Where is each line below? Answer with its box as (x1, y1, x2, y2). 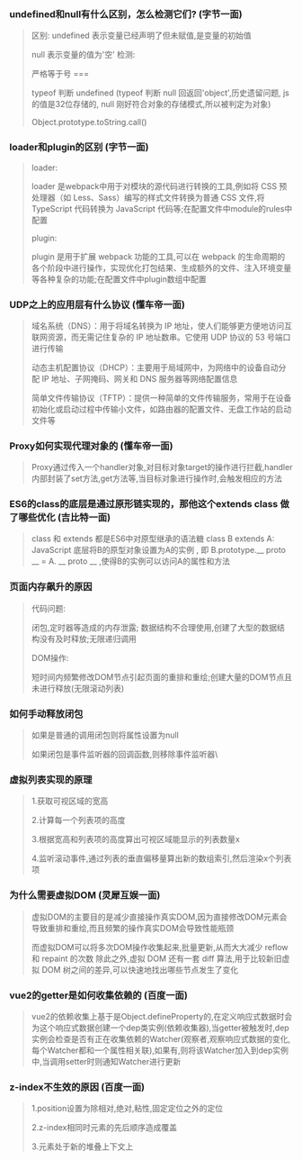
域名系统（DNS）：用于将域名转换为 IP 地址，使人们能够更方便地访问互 (31, 320, 293, 331)
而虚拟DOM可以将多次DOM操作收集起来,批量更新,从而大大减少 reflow (31, 941, 289, 952)
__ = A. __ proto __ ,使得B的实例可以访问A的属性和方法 (31, 556, 231, 566)
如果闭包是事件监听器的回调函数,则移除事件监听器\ (31, 749, 218, 760)
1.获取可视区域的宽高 (31, 795, 109, 807)
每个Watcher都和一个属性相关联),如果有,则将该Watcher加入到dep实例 (31, 1045, 289, 1056)
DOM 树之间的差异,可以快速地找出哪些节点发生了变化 (41, 964, 239, 974)
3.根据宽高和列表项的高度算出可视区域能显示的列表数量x (31, 834, 240, 845)
